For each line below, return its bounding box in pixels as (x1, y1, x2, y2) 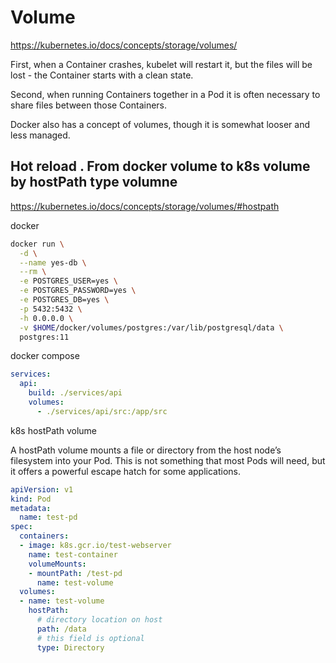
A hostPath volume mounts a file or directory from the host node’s (10, 444, 282, 456)
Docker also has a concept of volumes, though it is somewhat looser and (10, 118, 311, 130)
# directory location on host (36, 615, 163, 625)
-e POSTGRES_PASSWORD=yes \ (19, 286, 137, 296)
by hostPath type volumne (10, 174, 178, 191)
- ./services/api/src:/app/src (36, 406, 168, 416)
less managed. (10, 129, 71, 141)
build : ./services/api (28, 388, 123, 398)
